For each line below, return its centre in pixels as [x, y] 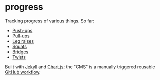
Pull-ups [21, 36]
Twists [19, 57]
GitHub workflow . [23, 72]
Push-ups [22, 30]
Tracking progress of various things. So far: [50, 21]
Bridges [20, 52]
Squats [20, 46]
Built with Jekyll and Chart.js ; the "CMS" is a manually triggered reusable [80, 67]
